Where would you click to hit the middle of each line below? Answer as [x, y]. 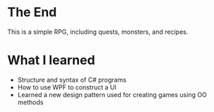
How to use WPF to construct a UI [67, 87]
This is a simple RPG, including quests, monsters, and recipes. [98, 32]
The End [32, 12]
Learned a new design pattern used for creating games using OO [112, 94]
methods [30, 102]
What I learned [51, 60]
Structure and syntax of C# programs [72, 80]
